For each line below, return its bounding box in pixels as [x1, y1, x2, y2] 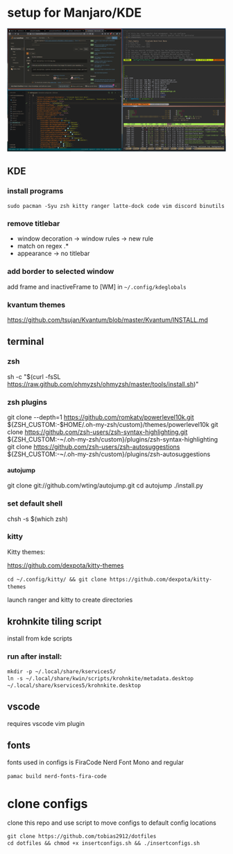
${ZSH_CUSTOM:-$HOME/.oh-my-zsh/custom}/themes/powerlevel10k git [7, 421, 218, 428]
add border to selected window [7, 266, 114, 276]
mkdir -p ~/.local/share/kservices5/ [7, 668, 116, 675]
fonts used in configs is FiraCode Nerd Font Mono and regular [7, 758, 184, 766]
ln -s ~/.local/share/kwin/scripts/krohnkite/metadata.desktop [7, 675, 194, 682]
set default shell [7, 499, 63, 508]
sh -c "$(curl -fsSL [7, 372, 61, 380]
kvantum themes [7, 300, 66, 309]
